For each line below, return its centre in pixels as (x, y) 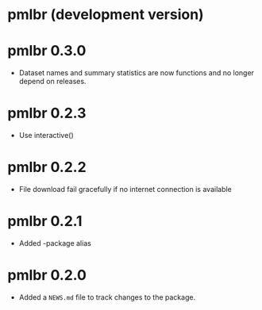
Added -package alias (55, 243)
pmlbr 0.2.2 (47, 167)
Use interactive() (46, 136)
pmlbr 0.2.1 (45, 222)
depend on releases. (52, 82)
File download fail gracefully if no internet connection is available (125, 189)
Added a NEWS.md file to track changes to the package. (107, 297)
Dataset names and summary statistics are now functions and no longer (137, 73)
